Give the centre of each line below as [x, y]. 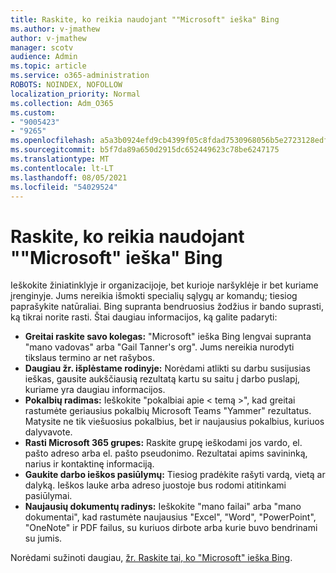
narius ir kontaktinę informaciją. [89, 464]
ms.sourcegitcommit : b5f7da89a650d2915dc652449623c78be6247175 [145, 150]
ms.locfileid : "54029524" [64, 187]
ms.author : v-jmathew [55, 29]
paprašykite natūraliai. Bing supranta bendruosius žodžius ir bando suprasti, [167, 307]
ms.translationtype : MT [60, 159]
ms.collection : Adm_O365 [62, 103]
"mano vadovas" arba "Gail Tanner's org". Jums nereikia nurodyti [159, 347]
